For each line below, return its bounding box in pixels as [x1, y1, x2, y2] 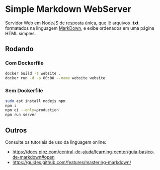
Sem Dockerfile [5, 87, 43, 94]
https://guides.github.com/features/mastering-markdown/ [12, 159, 132, 165]
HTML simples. [5, 30, 36, 36]
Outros [5, 126, 27, 134]
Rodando [5, 45, 34, 53]
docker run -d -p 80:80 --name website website [5, 75, 106, 80]
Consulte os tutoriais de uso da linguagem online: [5, 139, 107, 145]
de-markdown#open [12, 154, 55, 160]
